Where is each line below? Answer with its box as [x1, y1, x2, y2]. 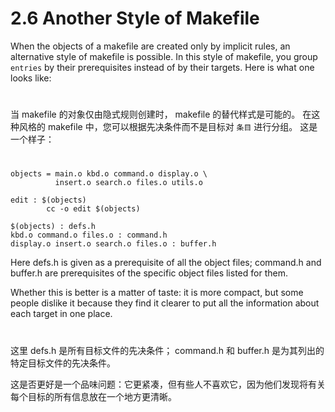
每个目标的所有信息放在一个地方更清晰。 [10, 390, 177, 402]
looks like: [10, 72, 52, 84]
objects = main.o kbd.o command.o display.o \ [10, 169, 208, 179]
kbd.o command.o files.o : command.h [10, 230, 168, 241]
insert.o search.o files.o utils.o [54, 178, 203, 188]
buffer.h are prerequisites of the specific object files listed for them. [10, 267, 288, 279]
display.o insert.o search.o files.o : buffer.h [10, 239, 217, 249]
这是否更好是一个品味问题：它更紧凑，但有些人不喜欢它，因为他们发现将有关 [10, 378, 326, 390]
